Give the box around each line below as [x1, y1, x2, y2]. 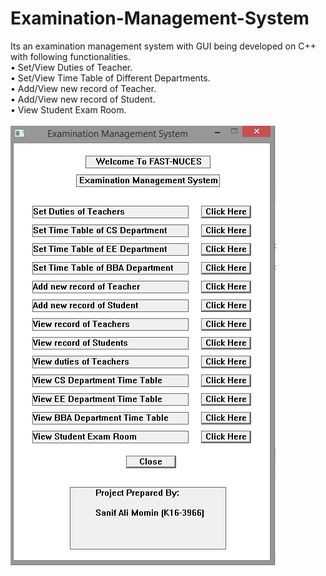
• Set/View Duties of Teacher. [10, 61, 133, 73]
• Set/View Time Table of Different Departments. [10, 72, 211, 84]
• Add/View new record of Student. [10, 93, 156, 105]
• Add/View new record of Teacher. [10, 82, 157, 94]
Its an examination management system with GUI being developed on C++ [10, 40, 317, 52]
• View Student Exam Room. [10, 103, 127, 116]
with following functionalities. [10, 50, 131, 62]
